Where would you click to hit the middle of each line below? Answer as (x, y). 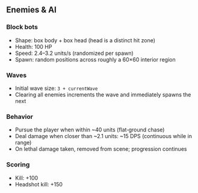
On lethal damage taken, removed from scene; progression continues (101, 149)
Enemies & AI (32, 10)
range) (23, 143)
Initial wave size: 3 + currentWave (56, 88)
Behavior (20, 116)
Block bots (22, 27)
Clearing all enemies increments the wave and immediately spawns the (103, 94)
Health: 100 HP (33, 46)
